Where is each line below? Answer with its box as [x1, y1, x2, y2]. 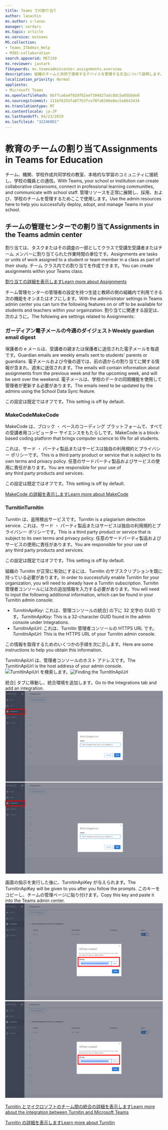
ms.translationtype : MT [5, 104, 55, 109]
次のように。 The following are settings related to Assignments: [5, 313, 135, 319]
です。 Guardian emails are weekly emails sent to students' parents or [5, 352, 147, 358]
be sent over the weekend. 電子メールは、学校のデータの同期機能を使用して [5, 376, 162, 382]
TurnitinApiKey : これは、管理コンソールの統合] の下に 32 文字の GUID [12, 607, 156, 613]
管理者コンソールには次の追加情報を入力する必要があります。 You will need [5, 586, 159, 592]
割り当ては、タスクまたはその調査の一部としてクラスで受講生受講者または [5, 244, 158, 251]
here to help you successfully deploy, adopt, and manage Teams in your [5, 201, 154, 207]
